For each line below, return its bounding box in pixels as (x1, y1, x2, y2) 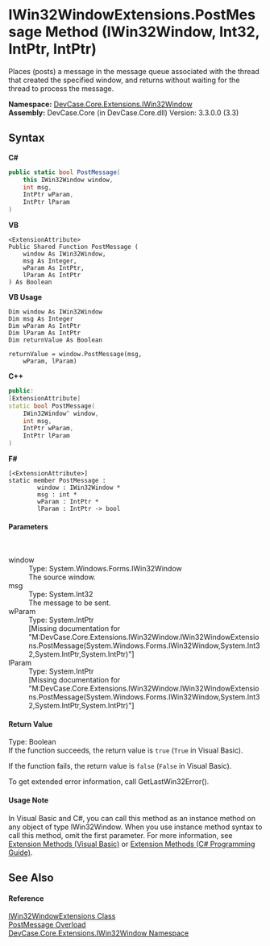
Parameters (8, 521, 48, 531)
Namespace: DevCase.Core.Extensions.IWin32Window (8, 99, 193, 109)
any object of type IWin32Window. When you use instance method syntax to (8, 822, 263, 832)
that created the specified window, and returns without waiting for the (8, 75, 240, 85)
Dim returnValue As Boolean (8, 336, 103, 344)
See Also (8, 871, 54, 884)
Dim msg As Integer (8, 315, 74, 323)
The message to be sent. (28, 598, 111, 608)
